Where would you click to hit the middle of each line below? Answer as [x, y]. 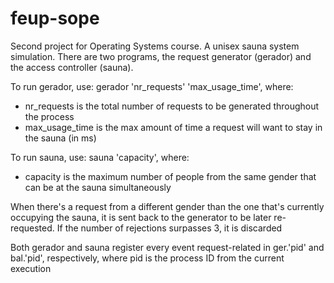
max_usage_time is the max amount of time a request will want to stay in [173, 127]
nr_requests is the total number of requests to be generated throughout [172, 106]
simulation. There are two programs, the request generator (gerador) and [161, 56]
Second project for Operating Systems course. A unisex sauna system [155, 46]
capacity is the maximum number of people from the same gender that [170, 176]
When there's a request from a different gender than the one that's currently [167, 206]
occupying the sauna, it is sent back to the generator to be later [141, 217]
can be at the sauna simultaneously [98, 187]
